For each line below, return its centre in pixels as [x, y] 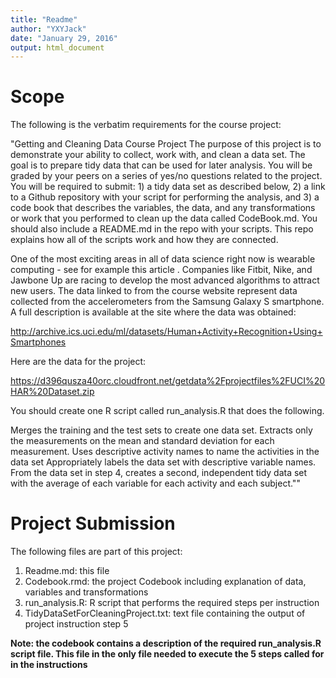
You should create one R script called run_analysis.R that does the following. [167, 411]
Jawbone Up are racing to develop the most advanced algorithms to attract [165, 280]
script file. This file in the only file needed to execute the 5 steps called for [167, 654]
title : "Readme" [44, 19]
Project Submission [93, 523]
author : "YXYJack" [48, 29]
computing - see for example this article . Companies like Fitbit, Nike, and [161, 270]
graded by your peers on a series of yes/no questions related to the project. [166, 176]
